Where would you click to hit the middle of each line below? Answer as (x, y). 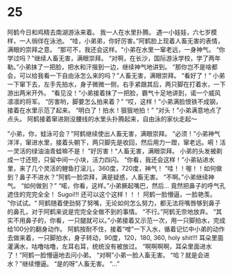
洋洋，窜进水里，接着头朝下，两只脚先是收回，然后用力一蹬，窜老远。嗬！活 (116, 142)
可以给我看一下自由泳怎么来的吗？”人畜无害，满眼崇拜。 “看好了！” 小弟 (122, 75)
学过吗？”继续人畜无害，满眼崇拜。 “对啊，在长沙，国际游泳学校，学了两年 (114, 58)
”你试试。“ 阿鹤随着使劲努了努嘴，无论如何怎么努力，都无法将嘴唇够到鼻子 (114, 203)
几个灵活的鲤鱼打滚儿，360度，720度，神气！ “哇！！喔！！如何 (123, 168)
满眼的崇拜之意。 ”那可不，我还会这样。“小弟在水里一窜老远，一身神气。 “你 (116, 49)
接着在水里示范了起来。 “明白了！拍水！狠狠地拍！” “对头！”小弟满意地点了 (114, 110)
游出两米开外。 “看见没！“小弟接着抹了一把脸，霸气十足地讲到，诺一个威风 (114, 93)
